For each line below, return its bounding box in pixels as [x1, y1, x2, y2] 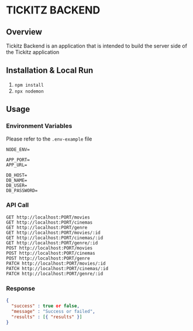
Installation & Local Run [6, 66, 94, 76]
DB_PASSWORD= [6, 187, 38, 193]
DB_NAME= [6, 177, 27, 183]
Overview [6, 27, 43, 37]
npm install [14, 82, 44, 88]
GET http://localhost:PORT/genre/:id [6, 240, 98, 246]
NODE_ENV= [6, 146, 30, 152]
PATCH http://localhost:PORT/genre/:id [6, 271, 104, 277]
